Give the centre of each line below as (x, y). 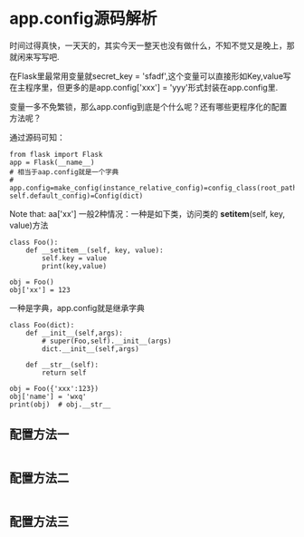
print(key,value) (74, 266)
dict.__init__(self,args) (91, 349)
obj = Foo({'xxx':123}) (54, 388)
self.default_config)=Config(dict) (76, 196)
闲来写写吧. (38, 56)
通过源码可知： (37, 137)
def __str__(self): (62, 365)
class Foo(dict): (42, 325)
